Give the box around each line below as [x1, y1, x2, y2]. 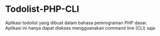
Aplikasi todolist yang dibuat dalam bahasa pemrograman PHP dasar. [5, 20, 147, 26]
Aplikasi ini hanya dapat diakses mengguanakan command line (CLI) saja [5, 25, 155, 31]
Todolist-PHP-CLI [5, 3, 79, 15]
